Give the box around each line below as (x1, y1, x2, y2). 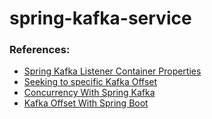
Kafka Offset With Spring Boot (23, 97, 149, 109)
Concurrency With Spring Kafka (23, 87, 156, 99)
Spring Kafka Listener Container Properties (23, 65, 202, 77)
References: (9, 43, 71, 57)
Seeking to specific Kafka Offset (23, 76, 158, 88)
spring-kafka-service (9, 7, 192, 30)
